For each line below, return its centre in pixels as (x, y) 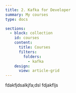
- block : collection (31, 33)
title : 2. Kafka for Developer (38, 10)
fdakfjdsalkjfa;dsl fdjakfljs (32, 85)
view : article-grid (39, 71)
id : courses (27, 38)
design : (22, 66)
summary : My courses (27, 15)
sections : (16, 28)
